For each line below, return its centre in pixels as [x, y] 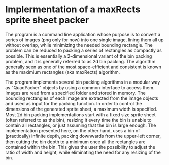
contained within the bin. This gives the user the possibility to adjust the [80, 147]
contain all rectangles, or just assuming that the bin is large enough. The [81, 125]
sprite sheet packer [47, 20]
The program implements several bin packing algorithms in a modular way [83, 82]
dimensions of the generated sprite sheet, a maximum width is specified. [81, 109]
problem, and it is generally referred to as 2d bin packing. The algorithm [80, 61]
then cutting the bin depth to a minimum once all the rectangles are [75, 142]
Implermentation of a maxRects [73, 9]
